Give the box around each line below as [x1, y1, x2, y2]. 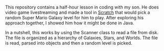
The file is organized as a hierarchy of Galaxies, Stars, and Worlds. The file [5, 35, 158, 41]
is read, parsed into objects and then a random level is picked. [5, 40, 133, 46]
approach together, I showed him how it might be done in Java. [5, 20, 134, 26]
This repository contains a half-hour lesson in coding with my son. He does [5, 4, 159, 10]
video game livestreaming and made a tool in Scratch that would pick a [5, 9, 150, 15]
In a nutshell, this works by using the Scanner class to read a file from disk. [5, 30, 159, 35]
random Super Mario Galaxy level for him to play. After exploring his [5, 15, 144, 20]
